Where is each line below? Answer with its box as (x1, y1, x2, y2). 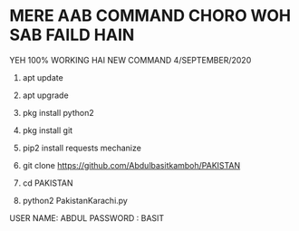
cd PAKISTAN (22, 178, 74, 188)
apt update (22, 72, 63, 82)
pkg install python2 (22, 107, 94, 118)
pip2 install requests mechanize (22, 142, 142, 153)
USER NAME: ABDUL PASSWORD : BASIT (9, 212, 165, 223)
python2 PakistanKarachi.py (22, 195, 129, 206)
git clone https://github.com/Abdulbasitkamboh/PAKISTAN (22, 159, 241, 170)
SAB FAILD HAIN (9, 24, 135, 45)
